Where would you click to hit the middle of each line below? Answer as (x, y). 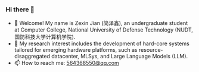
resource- (151, 50)
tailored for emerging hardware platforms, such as (76, 50)
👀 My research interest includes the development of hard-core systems (102, 43)
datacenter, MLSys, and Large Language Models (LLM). (119, 57)
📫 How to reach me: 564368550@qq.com (67, 63)
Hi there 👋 (20, 10)
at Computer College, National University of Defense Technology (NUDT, (103, 30)
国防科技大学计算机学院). (45, 37)
